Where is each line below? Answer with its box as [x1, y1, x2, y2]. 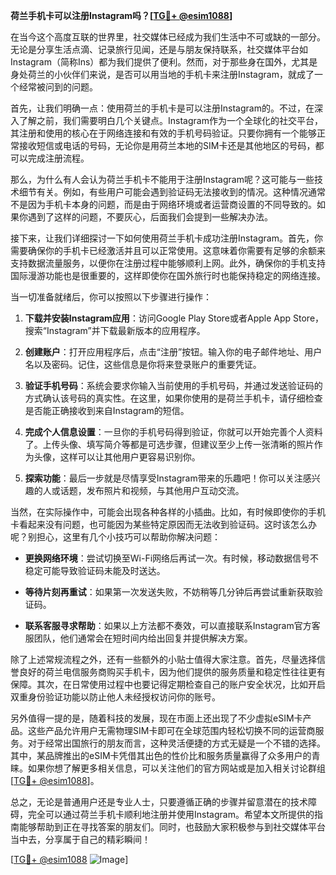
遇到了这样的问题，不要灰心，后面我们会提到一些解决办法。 [27, 211, 273, 223]
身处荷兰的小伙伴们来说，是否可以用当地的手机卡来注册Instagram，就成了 [10, 69, 315, 80]
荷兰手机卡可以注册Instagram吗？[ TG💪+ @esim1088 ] [10, 10, 233, 21]
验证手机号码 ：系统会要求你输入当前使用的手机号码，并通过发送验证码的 [24, 380, 323, 391]
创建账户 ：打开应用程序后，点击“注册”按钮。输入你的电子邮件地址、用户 [24, 346, 323, 358]
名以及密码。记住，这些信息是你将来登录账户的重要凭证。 [24, 359, 262, 370]
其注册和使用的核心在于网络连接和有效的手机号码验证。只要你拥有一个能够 [10, 127, 317, 139]
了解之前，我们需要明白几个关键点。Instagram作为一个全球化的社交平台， [18, 115, 323, 126]
